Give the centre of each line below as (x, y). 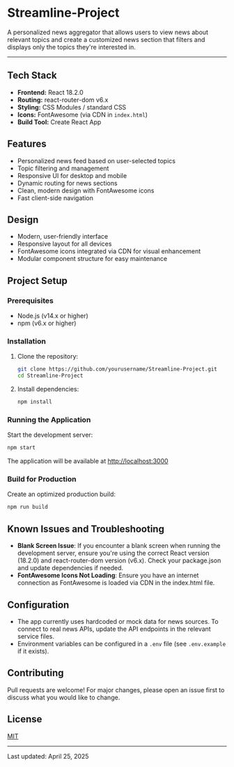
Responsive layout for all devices (64, 244)
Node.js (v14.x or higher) (53, 316)
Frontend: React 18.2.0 (50, 92)
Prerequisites (30, 300)
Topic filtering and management (63, 168)
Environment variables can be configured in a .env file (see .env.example (122, 643)
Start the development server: (50, 435)
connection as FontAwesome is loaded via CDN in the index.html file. (116, 583)
